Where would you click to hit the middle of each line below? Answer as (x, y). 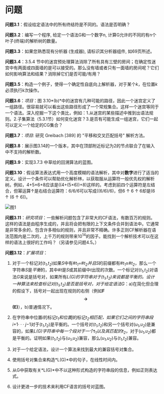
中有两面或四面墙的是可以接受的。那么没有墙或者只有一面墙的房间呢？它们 (84, 68)
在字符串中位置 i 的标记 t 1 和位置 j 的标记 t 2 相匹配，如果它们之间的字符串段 (83, 318)
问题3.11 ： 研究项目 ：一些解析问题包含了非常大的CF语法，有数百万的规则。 (80, 217)
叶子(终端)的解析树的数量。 (32, 41)
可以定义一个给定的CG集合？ (34, 125)
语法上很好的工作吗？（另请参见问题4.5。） (56, 242)
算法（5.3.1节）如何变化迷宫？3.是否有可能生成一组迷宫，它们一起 (92, 119)
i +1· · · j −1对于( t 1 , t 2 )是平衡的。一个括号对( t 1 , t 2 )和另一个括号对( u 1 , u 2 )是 (82, 325)
